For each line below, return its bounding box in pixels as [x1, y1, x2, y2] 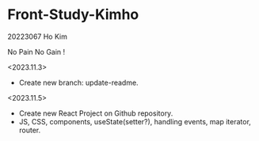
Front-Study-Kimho [7, 6, 139, 24]
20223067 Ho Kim [7, 32, 68, 41]
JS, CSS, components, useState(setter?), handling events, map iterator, [18, 116, 251, 126]
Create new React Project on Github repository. [18, 109, 173, 118]
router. [18, 125, 41, 135]
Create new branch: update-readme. [18, 78, 139, 87]
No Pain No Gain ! [7, 47, 66, 56]
